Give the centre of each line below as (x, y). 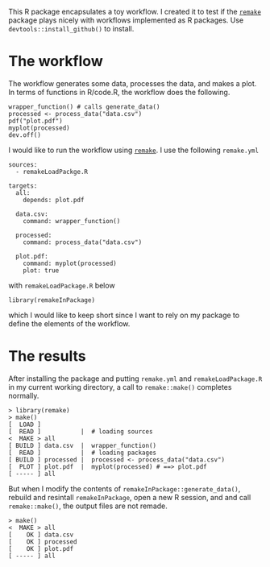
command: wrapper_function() (72, 221)
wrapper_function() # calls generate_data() (84, 107)
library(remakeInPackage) (52, 300)
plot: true (41, 270)
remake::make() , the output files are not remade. (88, 506)
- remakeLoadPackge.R (52, 172)
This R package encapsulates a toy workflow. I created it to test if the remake (135, 12)
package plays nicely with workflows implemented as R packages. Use (126, 20)
